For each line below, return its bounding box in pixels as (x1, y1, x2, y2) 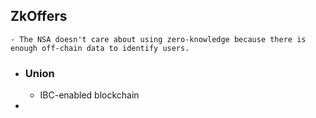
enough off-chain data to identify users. (10, 43, 190, 53)
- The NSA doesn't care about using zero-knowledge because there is (10, 34, 307, 44)
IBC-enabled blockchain (39, 89, 140, 101)
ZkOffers (10, 8, 68, 25)
